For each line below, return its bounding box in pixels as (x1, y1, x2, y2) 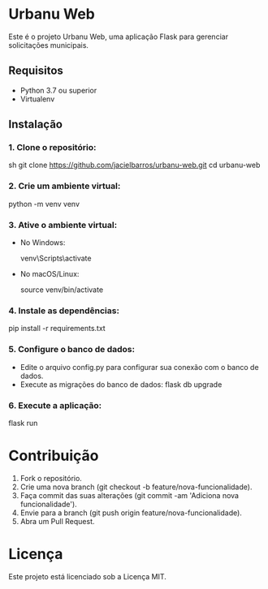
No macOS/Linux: (19, 269, 80, 279)
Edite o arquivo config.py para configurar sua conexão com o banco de (19, 362, 259, 372)
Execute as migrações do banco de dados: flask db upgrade (19, 379, 223, 389)
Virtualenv (19, 94, 55, 104)
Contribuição (8, 447, 99, 465)
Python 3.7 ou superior (19, 85, 97, 95)
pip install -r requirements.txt (8, 324, 106, 333)
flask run (8, 418, 38, 428)
